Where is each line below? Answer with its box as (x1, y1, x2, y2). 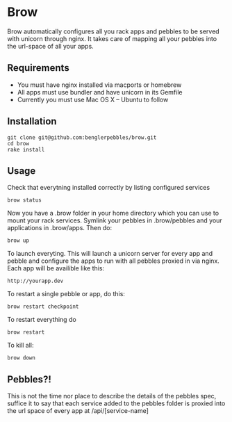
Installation (7, 115, 57, 127)
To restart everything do (7, 316, 76, 324)
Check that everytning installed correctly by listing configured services (7, 184, 210, 192)
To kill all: (7, 341, 34, 350)
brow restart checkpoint (7, 303, 79, 310)
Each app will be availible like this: (7, 264, 105, 273)
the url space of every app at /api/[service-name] (7, 407, 149, 415)
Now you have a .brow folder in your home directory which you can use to (7, 209, 219, 218)
